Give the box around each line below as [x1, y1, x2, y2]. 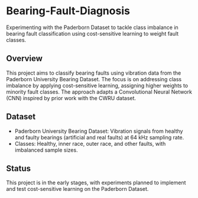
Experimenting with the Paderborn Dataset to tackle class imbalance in [6, 24, 178, 31]
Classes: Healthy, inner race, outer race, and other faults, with [14, 140, 166, 147]
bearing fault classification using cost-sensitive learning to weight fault [6, 30, 179, 37]
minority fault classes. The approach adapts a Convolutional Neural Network [6, 88, 192, 95]
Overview [6, 53, 43, 63]
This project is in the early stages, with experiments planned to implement [6, 179, 186, 186]
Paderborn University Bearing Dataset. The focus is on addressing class [6, 75, 182, 82]
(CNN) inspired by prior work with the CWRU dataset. [6, 94, 137, 101]
